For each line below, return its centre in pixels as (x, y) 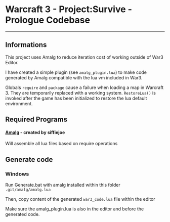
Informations (26, 45)
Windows (17, 174)
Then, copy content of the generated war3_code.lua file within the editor (80, 199)
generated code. (23, 214)
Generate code (29, 160)
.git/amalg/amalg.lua (28, 190)
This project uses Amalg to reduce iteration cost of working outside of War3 (84, 57)
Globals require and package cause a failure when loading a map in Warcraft (84, 87)
